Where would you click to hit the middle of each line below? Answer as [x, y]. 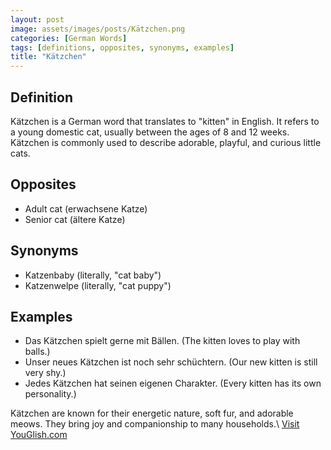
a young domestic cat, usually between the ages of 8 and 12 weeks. [150, 132]
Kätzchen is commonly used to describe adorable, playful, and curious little [166, 142]
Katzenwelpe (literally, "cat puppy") [98, 285]
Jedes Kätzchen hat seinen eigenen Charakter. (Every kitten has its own [173, 383]
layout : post [37, 19]
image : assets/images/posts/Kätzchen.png [98, 29]
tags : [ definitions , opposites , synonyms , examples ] [122, 47]
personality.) [50, 394]
